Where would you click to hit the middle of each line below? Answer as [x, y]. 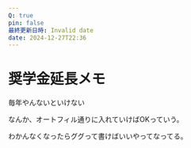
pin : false [26, 23]
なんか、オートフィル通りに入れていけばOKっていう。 [96, 120]
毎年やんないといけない [46, 103]
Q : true [21, 15]
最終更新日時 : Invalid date [51, 30]
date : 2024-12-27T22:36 [48, 38]
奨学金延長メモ [57, 79]
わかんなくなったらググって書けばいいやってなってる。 [98, 136]
